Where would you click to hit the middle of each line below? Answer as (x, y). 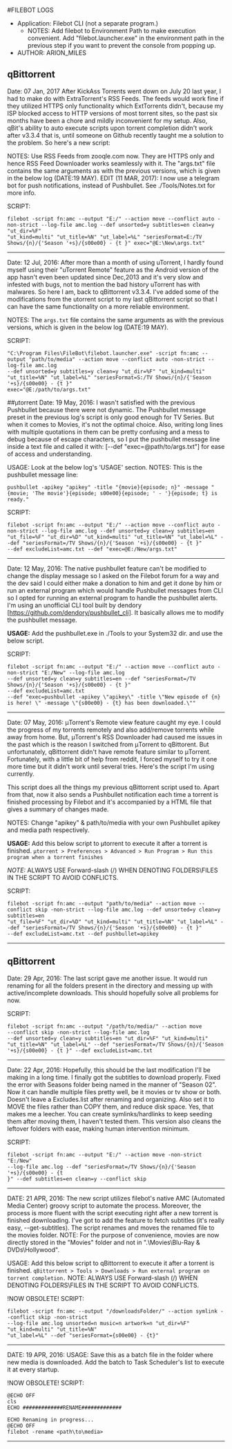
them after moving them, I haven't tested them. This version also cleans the (114, 1121)
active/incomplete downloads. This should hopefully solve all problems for (113, 993)
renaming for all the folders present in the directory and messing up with (110, 986)
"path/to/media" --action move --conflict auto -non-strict (117, 359)
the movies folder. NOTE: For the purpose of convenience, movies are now (113, 1235)
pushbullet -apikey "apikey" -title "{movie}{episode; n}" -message (108, 487)
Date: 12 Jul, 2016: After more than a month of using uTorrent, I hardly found (115, 262)
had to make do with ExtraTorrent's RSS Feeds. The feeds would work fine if (116, 98)
